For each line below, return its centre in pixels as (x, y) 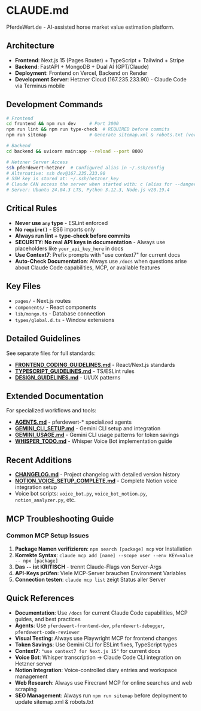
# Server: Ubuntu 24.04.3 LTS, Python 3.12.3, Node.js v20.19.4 (88, 190)
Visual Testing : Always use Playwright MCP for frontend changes (96, 638)
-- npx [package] (36, 561)
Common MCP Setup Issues (48, 536)
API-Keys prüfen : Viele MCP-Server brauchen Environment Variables (100, 573)
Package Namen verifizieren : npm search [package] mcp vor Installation (103, 549)
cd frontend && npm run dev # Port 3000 (63, 124)
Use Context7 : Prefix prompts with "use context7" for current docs (98, 254)
